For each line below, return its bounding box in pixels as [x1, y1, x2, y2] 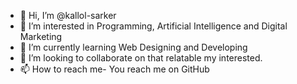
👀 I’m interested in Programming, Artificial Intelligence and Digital [19, 20, 288, 32]
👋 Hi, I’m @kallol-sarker [19, 10, 117, 21]
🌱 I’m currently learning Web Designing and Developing [19, 41, 248, 53]
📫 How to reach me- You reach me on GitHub [19, 63, 210, 75]
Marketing [19, 31, 63, 42]
